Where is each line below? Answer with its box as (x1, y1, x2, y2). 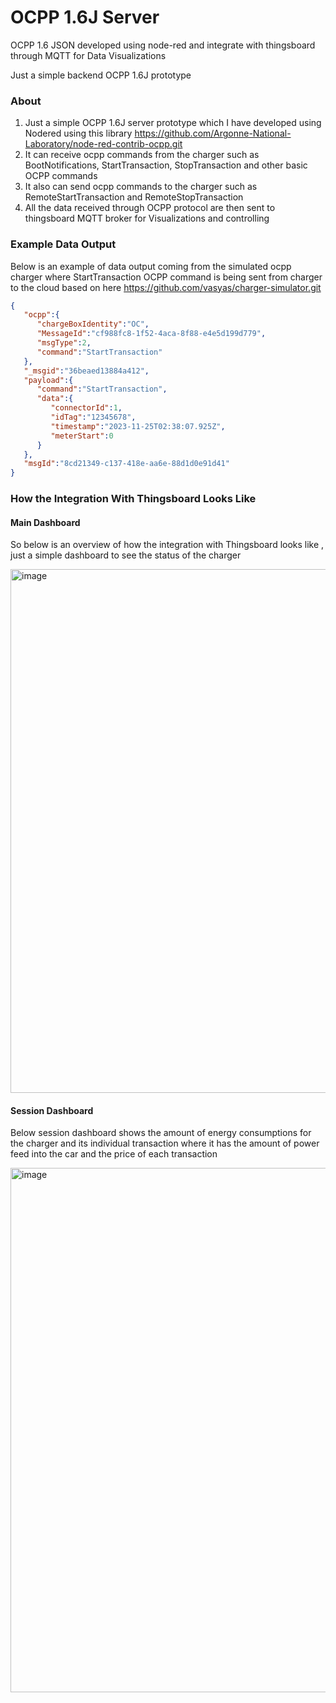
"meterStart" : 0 (50, 431, 114, 441)
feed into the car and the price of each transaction (10, 1148, 218, 1160)
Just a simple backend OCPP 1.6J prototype (10, 69, 192, 81)
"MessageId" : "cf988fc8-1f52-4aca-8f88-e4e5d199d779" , (36, 329, 267, 339)
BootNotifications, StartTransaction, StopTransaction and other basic (24, 159, 308, 171)
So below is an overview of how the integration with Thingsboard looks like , (10, 539, 325, 551)
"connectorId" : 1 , (50, 403, 123, 413)
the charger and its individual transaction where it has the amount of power (10, 1137, 320, 1150)
